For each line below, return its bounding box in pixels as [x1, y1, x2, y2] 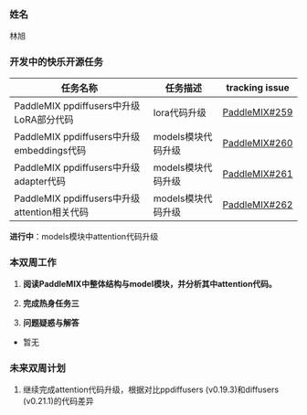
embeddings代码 [14, 144, 87, 156]
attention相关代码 [14, 206, 90, 218]
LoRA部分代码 [14, 112, 74, 125]
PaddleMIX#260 [222, 136, 293, 149]
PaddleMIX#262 [222, 198, 293, 211]
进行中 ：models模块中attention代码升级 [9, 230, 159, 241]
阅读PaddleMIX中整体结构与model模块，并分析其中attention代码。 [22, 278, 277, 289]
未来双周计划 [9, 361, 67, 374]
